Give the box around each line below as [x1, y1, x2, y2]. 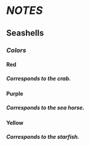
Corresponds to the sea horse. [6, 104, 85, 111]
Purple [6, 90, 24, 98]
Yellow [6, 119, 24, 127]
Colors [6, 46, 27, 55]
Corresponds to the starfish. [6, 133, 80, 140]
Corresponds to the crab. [6, 75, 71, 82]
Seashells [6, 28, 44, 38]
